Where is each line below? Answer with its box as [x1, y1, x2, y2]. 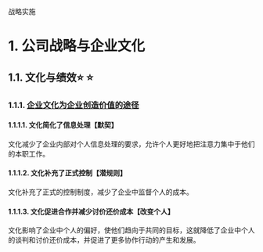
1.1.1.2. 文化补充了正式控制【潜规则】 [8, 168, 127, 178]
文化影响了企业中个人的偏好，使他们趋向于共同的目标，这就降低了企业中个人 [8, 225, 255, 235]
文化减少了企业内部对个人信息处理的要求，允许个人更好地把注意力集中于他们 [8, 139, 255, 149]
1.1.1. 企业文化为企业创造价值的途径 [8, 99, 139, 110]
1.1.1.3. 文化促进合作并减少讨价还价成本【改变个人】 [8, 207, 175, 216]
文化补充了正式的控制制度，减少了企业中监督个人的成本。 [8, 187, 193, 196]
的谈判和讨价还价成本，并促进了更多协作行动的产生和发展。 [8, 236, 200, 245]
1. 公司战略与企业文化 [8, 38, 146, 55]
